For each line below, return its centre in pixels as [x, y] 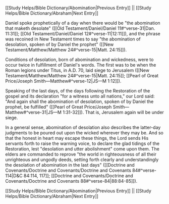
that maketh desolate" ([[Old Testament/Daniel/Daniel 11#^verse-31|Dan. [80, 28]
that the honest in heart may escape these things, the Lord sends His [77, 138]
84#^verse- [144, 170]
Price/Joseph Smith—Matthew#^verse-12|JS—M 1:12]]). [63, 81]
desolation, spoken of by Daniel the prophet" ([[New [60, 44]
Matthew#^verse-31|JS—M [34, 112]
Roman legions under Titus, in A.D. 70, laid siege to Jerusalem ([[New [77, 70]
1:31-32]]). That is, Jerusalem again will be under [113, 112]
